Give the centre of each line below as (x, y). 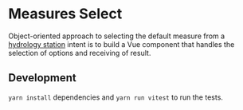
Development (43, 78)
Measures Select (65, 14)
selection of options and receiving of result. (80, 53)
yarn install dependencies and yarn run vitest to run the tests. (116, 97)
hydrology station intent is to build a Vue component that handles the (121, 44)
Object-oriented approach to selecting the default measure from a (117, 36)
